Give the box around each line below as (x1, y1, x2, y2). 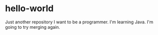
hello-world (5, 3, 54, 14)
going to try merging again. (5, 24, 61, 30)
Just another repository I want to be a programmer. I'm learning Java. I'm (5, 19, 154, 25)
